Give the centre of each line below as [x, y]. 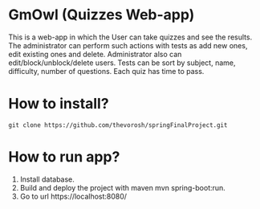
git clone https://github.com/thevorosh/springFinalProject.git [118, 125]
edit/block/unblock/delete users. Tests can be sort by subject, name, [122, 63]
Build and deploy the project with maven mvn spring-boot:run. [123, 187]
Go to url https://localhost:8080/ [73, 196]
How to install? [59, 104]
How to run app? [64, 157]
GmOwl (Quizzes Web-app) [102, 15]
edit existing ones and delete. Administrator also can [95, 54]
